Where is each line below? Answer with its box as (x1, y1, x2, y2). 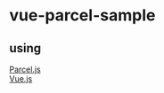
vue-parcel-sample (9, 5, 156, 26)
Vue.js (9, 74, 33, 84)
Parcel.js (9, 64, 42, 74)
